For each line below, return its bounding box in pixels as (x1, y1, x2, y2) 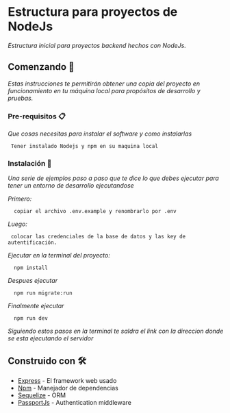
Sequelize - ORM (17, 391, 66, 399)
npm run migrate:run (14, 290, 73, 297)
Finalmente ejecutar (8, 302, 64, 310)
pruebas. (8, 94, 34, 102)
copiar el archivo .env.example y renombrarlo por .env (14, 208, 177, 215)
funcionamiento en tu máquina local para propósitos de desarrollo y (8, 86, 201, 95)
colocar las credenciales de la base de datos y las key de (10, 234, 186, 240)
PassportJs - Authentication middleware (17, 399, 132, 407)
